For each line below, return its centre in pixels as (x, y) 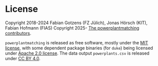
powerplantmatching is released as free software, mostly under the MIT (77, 42)
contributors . (18, 33)
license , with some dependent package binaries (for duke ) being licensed (79, 48)
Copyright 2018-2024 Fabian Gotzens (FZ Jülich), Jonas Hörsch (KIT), (76, 23)
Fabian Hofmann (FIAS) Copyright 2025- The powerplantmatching (72, 28)
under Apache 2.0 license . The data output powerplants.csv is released (77, 53)
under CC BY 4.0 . (23, 58)
